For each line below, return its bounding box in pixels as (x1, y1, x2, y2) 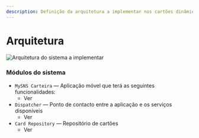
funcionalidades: (14, 88, 56, 95)
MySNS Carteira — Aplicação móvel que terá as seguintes (14, 82, 155, 89)
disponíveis (14, 107, 43, 114)
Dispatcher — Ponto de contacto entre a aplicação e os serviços (14, 101, 172, 108)
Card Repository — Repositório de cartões (14, 120, 118, 127)
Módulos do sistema (6, 69, 66, 77)
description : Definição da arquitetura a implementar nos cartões (6, 8, 174, 15)
